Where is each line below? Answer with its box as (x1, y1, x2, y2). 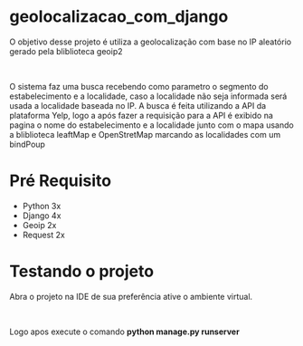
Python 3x (22, 200, 62, 211)
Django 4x (22, 210, 62, 221)
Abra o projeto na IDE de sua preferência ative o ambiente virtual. (9, 291, 253, 302)
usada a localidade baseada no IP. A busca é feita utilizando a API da (9, 100, 267, 111)
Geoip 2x (22, 219, 57, 230)
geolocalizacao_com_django (9, 6, 229, 27)
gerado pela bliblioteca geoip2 (9, 45, 123, 56)
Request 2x (22, 229, 65, 240)
